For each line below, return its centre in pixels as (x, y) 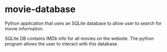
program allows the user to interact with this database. (61, 43)
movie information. (24, 28)
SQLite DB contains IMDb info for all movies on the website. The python (79, 38)
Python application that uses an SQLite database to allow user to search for (83, 23)
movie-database (40, 9)
